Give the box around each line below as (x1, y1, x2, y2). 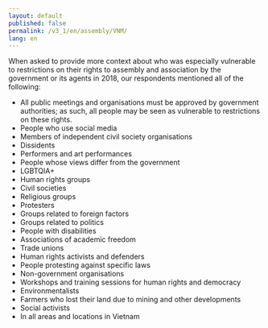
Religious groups (19, 192, 76, 201)
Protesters (19, 201, 55, 210)
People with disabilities (19, 226, 97, 236)
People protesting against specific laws (19, 260, 151, 270)
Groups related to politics (19, 218, 105, 227)
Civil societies (19, 183, 67, 193)
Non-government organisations (19, 269, 125, 279)
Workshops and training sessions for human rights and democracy (19, 277, 241, 287)
